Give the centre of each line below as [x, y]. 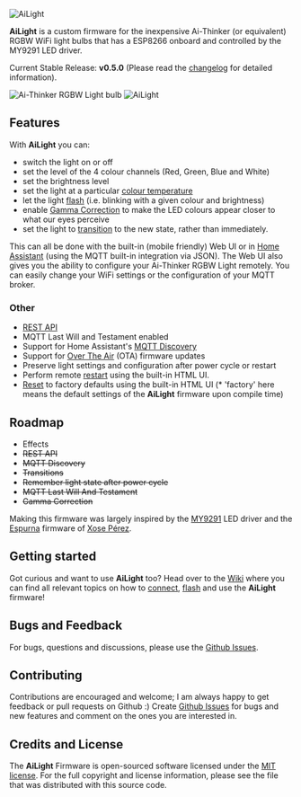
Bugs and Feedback [66, 626]
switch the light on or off [68, 162]
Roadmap [37, 422]
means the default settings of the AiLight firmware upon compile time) [153, 394]
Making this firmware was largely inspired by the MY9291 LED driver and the [151, 518]
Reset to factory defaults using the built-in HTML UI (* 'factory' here [148, 385]
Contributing [46, 675]
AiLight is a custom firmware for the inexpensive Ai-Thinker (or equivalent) [148, 31]
